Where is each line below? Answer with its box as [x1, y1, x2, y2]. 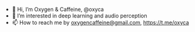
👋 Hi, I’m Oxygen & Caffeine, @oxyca [11, 6, 104, 13]
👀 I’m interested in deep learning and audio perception [11, 12, 147, 19]
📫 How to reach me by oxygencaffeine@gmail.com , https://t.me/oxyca [11, 19, 189, 26]
